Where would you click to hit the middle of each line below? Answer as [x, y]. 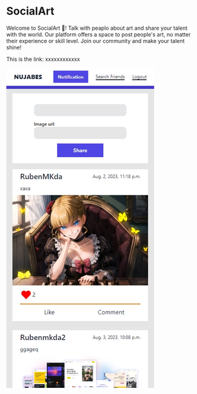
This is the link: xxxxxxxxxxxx [43, 59]
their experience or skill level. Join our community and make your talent [95, 41]
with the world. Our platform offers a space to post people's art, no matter [98, 34]
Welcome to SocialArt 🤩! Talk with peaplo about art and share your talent [97, 28]
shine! [14, 47]
